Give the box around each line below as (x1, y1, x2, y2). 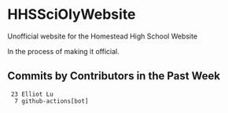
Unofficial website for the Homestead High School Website (7, 31, 198, 41)
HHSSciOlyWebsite (7, 5, 136, 24)
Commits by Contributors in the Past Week (7, 69, 221, 83)
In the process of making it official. (7, 46, 120, 56)
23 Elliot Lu (10, 90, 54, 98)
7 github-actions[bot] (14, 97, 89, 105)
